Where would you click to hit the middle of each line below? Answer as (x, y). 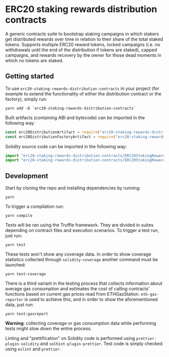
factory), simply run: (26, 99)
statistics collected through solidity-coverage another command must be (82, 260)
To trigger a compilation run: (35, 206)
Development (27, 176)
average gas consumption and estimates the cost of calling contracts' (77, 289)
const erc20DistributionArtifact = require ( (53, 132)
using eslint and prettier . (33, 349)
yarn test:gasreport (27, 314)
